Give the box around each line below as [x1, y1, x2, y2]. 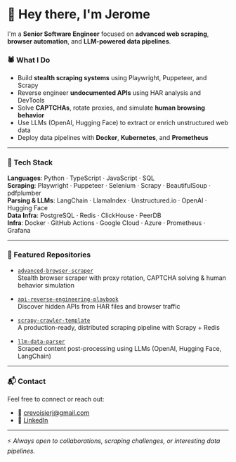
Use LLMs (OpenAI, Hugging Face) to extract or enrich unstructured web [17, 119, 228, 127]
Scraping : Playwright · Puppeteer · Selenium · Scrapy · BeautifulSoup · [7, 181, 211, 189]
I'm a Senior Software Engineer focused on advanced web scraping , [7, 30, 209, 38]
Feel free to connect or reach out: [7, 395, 105, 404]
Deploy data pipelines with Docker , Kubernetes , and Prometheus [17, 134, 209, 142]
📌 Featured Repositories [7, 250, 91, 259]
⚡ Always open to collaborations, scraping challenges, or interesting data [7, 437, 221, 445]
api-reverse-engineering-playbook [17, 295, 119, 303]
